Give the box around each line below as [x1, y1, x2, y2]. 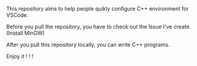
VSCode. [6, 11, 29, 19]
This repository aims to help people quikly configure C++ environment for [6, 5, 189, 12]
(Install [6, 29, 23, 37]
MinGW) [23, 29, 45, 37]
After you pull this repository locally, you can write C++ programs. [6, 41, 170, 48]
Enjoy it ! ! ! [6, 53, 34, 59]
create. [174, 23, 192, 30]
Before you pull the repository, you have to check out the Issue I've [6, 23, 173, 30]
